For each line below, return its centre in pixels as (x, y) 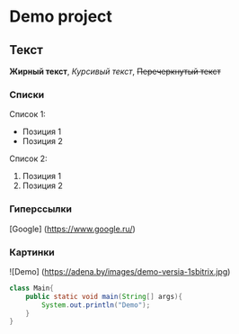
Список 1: (28, 114)
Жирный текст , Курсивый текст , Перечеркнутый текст (115, 71)
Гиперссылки (40, 209)
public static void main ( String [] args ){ (104, 296)
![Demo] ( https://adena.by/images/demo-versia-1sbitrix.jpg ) (120, 271)
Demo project (61, 17)
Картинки (32, 252)
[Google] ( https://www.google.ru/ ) (73, 229)
